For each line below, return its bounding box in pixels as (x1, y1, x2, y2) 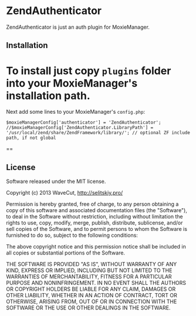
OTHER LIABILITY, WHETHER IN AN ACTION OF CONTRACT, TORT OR (6, 292, 177, 299)
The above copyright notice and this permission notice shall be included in (6, 243, 186, 250)
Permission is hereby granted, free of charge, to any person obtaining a (6, 201, 179, 208)
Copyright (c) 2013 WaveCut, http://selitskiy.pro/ (6, 189, 123, 196)
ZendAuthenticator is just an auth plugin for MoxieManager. (6, 23, 150, 30)
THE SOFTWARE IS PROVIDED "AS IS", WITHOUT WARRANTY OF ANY (6, 261, 177, 268)
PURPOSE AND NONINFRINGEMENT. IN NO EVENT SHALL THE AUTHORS (6, 280, 187, 287)
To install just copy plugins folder (6, 64, 171, 77)
